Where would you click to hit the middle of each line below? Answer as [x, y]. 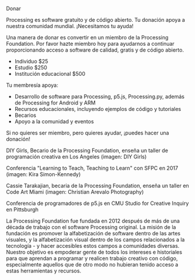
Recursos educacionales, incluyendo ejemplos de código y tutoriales [98, 109]
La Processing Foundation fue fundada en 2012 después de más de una [93, 221]
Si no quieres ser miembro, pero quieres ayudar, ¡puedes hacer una [88, 133]
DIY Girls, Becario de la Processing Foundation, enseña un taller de [87, 150]
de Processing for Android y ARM [55, 103]
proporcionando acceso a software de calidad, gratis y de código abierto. [95, 50]
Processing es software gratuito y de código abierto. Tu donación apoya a [95, 20]
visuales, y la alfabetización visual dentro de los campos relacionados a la [95, 239]
